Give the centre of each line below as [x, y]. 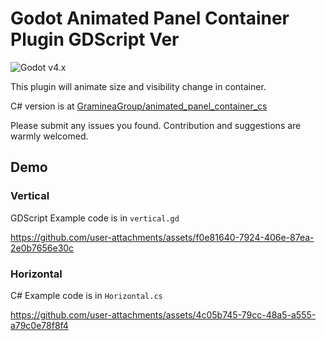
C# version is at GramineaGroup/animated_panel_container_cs [139, 106]
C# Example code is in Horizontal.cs [86, 295]
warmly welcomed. [49, 136]
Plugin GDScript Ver [95, 39]
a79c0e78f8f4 [39, 325]
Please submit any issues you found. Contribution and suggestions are [156, 125]
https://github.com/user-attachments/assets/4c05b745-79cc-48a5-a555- [163, 314]
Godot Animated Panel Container [150, 18]
